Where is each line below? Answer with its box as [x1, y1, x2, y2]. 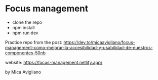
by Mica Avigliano [5, 69, 41, 75]
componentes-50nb [5, 50, 46, 56]
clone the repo [12, 19, 42, 25]
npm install [12, 24, 35, 30]
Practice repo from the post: [5, 39, 63, 45]
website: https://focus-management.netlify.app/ [5, 59, 103, 65]
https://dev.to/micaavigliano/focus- [63, 39, 135, 45]
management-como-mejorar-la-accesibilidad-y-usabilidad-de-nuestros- [5, 44, 153, 50]
